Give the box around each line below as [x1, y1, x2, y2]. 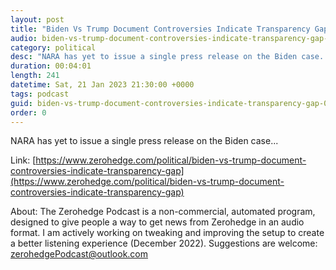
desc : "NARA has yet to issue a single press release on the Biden [10, 52, 298, 62]
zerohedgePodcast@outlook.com [10, 248, 149, 260]
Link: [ [10, 154, 37, 166]
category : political [10, 42, 97, 53]
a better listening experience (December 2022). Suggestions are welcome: [10, 237, 318, 250]
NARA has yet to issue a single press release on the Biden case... [10, 135, 279, 147]
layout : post [10, 14, 65, 25]
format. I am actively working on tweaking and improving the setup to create [10, 227, 325, 239]
